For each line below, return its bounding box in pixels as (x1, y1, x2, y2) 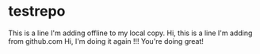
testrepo (8, 2, 66, 20)
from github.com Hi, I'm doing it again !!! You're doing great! (8, 36, 205, 45)
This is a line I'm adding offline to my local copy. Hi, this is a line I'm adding (8, 28, 253, 38)
